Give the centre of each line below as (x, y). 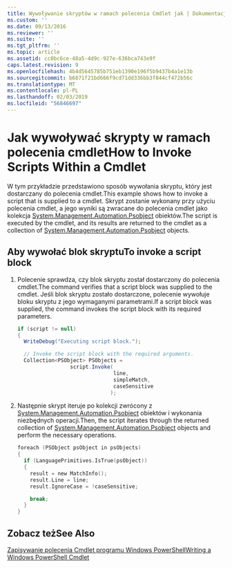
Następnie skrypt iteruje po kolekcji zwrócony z (85, 406)
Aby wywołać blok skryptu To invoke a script (104, 252)
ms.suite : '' (26, 39)
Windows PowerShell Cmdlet (48, 557)
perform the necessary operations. (67, 435)
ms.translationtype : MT (41, 84)
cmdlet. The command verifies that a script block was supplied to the (115, 287)
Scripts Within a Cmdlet (77, 167)
